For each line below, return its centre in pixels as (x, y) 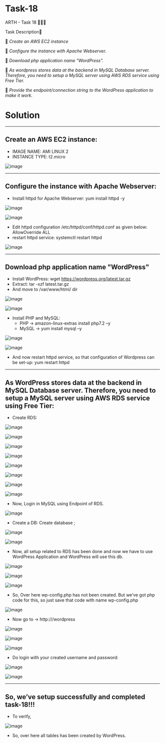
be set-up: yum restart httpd (41, 363)
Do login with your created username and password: (65, 658)
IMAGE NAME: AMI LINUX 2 (40, 151)
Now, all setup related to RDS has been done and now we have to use (82, 552)
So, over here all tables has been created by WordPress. (69, 735)
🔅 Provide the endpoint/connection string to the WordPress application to (79, 90)
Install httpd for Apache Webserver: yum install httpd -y (69, 198)
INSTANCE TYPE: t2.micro (39, 156)
